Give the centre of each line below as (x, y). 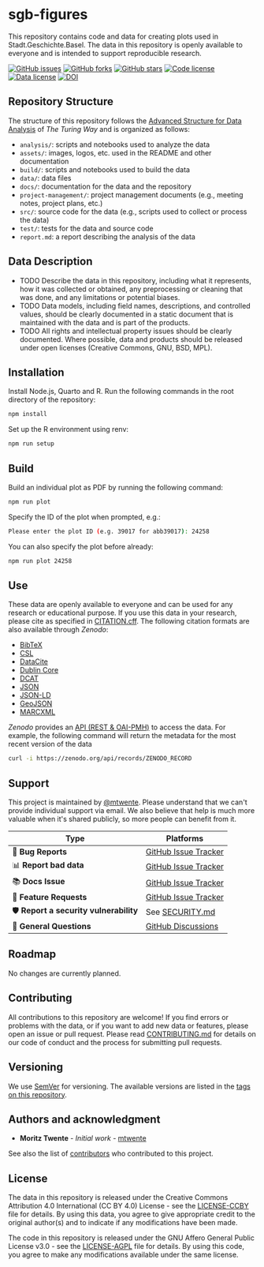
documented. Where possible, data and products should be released (131, 339)
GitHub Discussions (182, 927)
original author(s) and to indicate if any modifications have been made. (123, 1223)
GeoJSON (36, 703)
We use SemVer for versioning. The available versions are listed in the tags (129, 1086)
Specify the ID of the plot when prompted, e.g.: (85, 517)
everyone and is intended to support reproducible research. (105, 53)
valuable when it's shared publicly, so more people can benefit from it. (122, 819)
